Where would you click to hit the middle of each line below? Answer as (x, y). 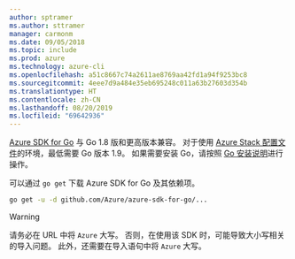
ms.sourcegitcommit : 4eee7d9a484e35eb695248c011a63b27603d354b (128, 83)
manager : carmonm (41, 34)
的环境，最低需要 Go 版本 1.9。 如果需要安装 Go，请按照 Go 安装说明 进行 (150, 153)
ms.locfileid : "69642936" (57, 116)
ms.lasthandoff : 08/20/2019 (61, 108)
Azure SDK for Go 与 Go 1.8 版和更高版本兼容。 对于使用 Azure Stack (135, 142)
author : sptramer (41, 17)
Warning (24, 217)
